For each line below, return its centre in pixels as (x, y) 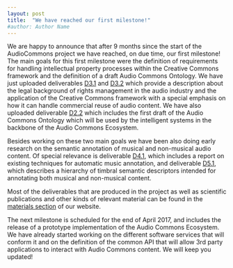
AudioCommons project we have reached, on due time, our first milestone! (114, 54)
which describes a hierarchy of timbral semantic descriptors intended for (112, 171)
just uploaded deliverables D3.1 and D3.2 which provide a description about (115, 84)
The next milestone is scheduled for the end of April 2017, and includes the (114, 220)
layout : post (26, 14)
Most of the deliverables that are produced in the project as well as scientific (117, 191)
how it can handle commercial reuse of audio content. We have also (104, 106)
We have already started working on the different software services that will (116, 235)
